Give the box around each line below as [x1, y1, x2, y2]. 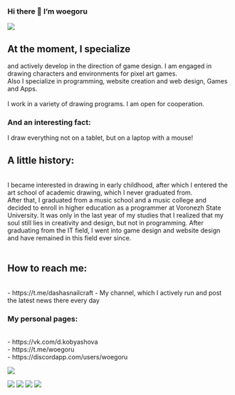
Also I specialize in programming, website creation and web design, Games [7, 77, 228, 86]
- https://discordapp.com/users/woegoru [7, 353, 128, 361]
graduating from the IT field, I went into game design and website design [7, 226, 221, 235]
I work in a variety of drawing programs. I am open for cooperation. [7, 100, 205, 108]
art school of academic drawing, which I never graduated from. [7, 188, 193, 197]
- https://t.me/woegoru [7, 345, 75, 354]
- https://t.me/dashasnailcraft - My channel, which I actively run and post [7, 289, 222, 297]
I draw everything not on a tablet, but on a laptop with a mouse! [7, 133, 194, 142]
